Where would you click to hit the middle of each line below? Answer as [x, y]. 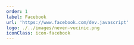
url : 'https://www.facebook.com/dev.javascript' [68, 22]
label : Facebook [26, 17]
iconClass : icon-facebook [38, 33]
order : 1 [17, 11]
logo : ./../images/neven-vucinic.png [53, 28]
